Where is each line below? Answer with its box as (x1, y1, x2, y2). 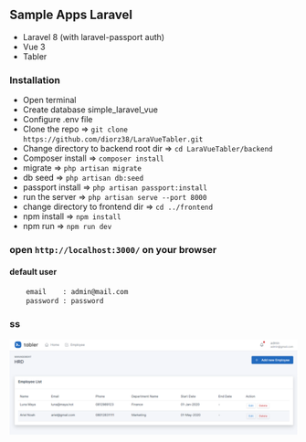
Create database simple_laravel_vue (22, 104, 158, 115)
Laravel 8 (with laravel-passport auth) (22, 31, 165, 42)
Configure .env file (22, 114, 93, 125)
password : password (26, 297, 104, 306)
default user (9, 266, 58, 277)
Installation (9, 73, 61, 86)
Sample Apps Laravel (9, 7, 132, 23)
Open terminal (22, 95, 77, 106)
